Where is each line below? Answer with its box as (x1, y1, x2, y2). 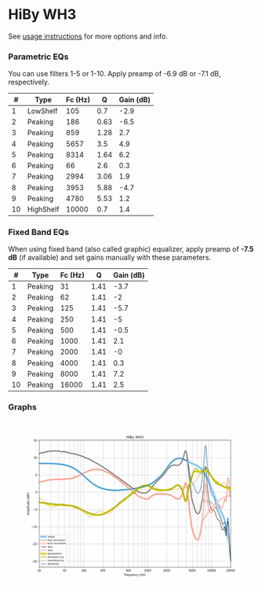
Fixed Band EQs (8, 226, 69, 237)
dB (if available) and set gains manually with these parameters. (8, 253, 212, 263)
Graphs (8, 402, 37, 413)
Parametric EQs (8, 51, 69, 62)
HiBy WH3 (8, 6, 77, 24)
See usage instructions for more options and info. (8, 31, 169, 41)
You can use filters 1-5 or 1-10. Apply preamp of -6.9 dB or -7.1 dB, (8, 69, 221, 79)
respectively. (8, 77, 49, 87)
